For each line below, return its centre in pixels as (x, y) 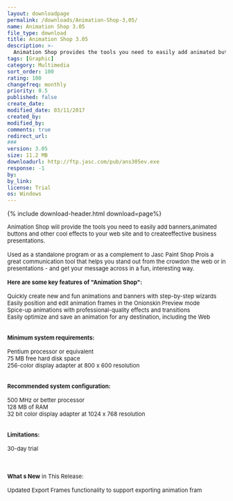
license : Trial (29, 188)
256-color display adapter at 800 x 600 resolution (74, 366)
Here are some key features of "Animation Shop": (75, 282)
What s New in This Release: (45, 476)
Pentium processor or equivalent (51, 352)
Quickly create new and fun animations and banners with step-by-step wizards (112, 296)
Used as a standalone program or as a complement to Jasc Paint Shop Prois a (111, 255)
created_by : (24, 116)
